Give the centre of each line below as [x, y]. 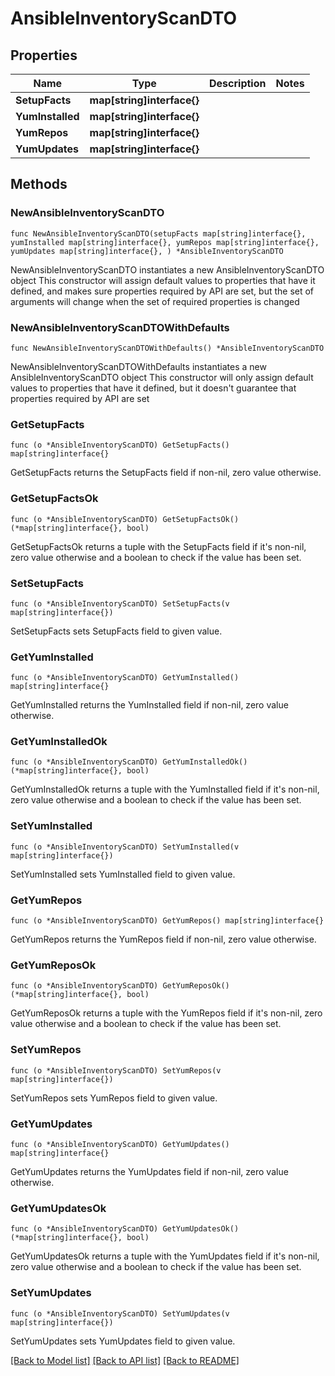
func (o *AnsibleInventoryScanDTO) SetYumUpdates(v [120, 1313]
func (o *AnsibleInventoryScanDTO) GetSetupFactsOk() [125, 519]
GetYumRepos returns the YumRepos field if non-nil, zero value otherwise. [163, 939]
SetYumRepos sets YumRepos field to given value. [114, 1098]
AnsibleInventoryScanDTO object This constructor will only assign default [162, 377]
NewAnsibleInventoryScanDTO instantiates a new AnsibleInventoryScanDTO [167, 269]
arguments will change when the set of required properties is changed [155, 301]
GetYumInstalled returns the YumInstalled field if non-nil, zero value [149, 705]
